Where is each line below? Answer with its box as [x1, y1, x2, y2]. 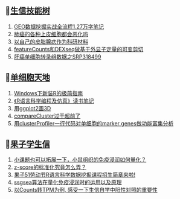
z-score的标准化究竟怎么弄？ [13, 163, 86, 171]
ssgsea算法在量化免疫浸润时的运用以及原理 [13, 178, 122, 186]
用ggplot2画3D [13, 104, 51, 112]
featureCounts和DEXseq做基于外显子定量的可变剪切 [13, 45, 144, 52]
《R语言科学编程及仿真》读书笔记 [13, 97, 94, 104]
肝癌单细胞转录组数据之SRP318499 [13, 53, 101, 60]
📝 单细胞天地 [5, 72, 50, 83]
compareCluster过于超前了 [13, 112, 81, 119]
